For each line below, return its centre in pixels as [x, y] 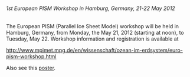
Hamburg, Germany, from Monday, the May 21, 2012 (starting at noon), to [95, 33]
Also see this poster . [31, 68]
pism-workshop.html [32, 56]
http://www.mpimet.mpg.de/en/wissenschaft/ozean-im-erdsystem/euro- [94, 51]
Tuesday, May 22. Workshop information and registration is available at [92, 39]
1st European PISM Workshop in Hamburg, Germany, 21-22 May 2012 [91, 8]
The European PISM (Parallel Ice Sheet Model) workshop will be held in [92, 26]
